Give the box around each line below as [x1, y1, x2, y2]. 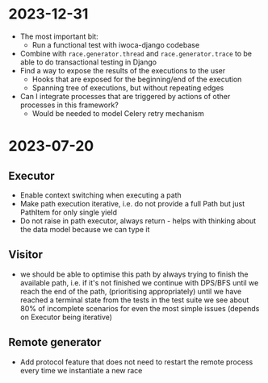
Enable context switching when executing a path [19, 190, 182, 200]
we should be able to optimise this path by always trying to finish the [19, 269, 249, 279]
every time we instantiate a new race [19, 365, 143, 375]
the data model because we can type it [19, 224, 150, 234]
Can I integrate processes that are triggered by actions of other [19, 91, 231, 101]
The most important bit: [19, 31, 98, 41]
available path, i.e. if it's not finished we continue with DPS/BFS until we [19, 277, 259, 287]
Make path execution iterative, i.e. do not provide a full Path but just [19, 198, 245, 208]
